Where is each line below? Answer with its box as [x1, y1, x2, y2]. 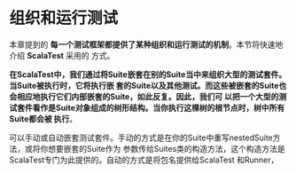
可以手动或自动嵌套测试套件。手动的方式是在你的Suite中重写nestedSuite [9, 132, 273, 143]
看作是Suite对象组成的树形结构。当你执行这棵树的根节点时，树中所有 [32, 102, 285, 113]
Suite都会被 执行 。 [9, 113, 78, 124]
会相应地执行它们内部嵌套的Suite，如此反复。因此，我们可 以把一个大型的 [9, 90, 279, 102]
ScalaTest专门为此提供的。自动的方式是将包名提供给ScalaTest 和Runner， [9, 154, 279, 165]
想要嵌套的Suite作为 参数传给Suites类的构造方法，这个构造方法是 [47, 143, 285, 153]
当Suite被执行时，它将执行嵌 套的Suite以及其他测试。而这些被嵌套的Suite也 [9, 80, 287, 90]
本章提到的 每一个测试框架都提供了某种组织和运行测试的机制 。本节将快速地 [9, 39, 284, 50]
